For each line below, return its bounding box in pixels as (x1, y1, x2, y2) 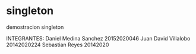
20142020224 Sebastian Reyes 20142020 (6, 41, 109, 48)
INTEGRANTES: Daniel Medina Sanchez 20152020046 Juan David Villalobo (6, 35, 191, 42)
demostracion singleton (6, 23, 64, 31)
